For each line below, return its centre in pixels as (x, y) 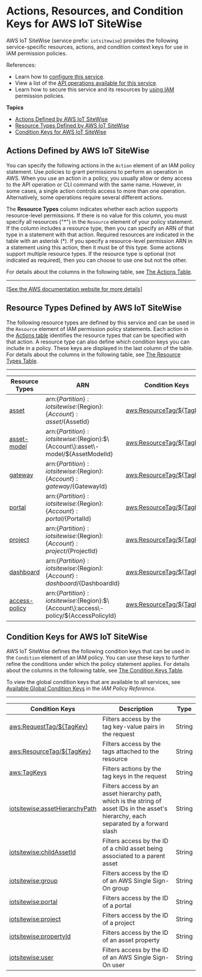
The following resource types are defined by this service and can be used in (101, 322)
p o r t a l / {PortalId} (68, 519)
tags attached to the (130, 751)
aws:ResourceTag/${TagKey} (50, 751)
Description (136, 709)
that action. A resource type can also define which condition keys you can (98, 342)
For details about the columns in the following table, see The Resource (93, 354)
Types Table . (22, 361)
